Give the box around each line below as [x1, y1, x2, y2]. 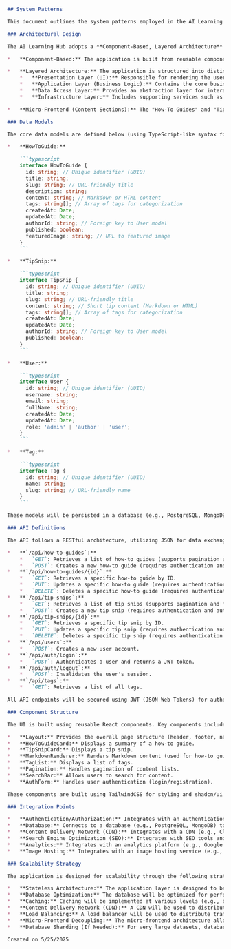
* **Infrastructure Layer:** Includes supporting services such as [19, 93, 223, 101]
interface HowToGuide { [19, 162, 88, 170]
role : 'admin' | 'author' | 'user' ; [25, 423, 131, 430]
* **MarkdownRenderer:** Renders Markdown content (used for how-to [7, 753, 214, 760]
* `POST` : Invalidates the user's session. [19, 671, 153, 678]
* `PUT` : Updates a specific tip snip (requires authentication [19, 626, 214, 633]
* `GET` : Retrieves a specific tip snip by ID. [19, 620, 165, 626]
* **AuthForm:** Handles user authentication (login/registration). [7, 778, 214, 785]
